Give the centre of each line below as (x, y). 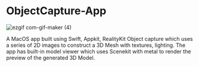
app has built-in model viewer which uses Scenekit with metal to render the (99, 51)
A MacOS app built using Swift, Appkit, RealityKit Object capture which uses (99, 39)
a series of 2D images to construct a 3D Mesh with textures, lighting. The (96, 45)
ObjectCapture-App (56, 11)
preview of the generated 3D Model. (51, 58)
